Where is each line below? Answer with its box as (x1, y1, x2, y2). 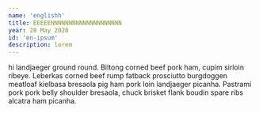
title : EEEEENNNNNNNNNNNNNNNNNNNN (8, 19, 123, 27)
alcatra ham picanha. (8, 96, 77, 106)
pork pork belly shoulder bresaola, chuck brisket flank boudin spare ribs (8, 88, 244, 97)
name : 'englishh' (8, 11, 66, 20)
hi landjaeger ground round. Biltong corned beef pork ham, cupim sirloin (8, 62, 244, 72)
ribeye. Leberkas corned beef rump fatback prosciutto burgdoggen (8, 71, 228, 81)
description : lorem (8, 41, 73, 49)
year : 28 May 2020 (8, 26, 69, 34)
